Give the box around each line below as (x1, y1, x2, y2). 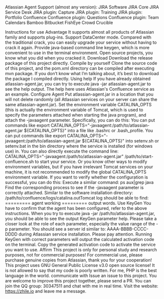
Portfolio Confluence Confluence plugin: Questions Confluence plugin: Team (5, 15, 159, 20)
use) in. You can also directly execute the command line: (5, 148, 119, 154)
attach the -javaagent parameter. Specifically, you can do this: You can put (5, 117, 155, 123)
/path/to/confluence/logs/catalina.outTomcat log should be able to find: (5, 195, 149, 200)
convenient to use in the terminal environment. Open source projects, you (5, 50, 153, 56)
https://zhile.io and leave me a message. (5, 288, 86, 294)
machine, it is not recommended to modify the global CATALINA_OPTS (5, 169, 146, 175)
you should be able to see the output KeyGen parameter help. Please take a (5, 216, 157, 221)
